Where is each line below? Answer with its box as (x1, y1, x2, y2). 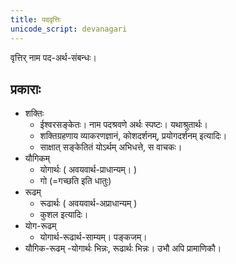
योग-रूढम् (24, 220, 57, 232)
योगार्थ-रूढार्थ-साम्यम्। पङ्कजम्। (39, 231, 148, 243)
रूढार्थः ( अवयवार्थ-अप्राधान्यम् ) (39, 197, 138, 210)
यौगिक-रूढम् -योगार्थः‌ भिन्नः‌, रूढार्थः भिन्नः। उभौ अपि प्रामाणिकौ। (24, 242, 222, 255)
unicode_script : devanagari (10, 24, 128, 34)
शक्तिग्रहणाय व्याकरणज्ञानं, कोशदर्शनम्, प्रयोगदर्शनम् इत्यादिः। (39, 130, 228, 142)
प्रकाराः (10, 81, 41, 98)
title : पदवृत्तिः (10, 14, 62, 25)
